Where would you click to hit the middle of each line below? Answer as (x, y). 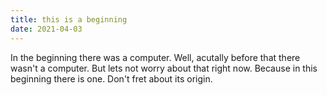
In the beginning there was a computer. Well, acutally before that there (155, 57)
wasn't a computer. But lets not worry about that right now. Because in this (164, 68)
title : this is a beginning (69, 19)
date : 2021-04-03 (46, 29)
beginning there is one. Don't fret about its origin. (111, 78)
